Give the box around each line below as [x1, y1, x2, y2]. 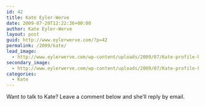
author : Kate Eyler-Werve [6, 25, 72, 32]
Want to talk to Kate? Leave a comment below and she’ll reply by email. [6, 93, 185, 101]
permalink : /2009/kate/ [6, 43, 67, 49]
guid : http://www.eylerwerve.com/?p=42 [6, 37, 108, 43]
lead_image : [6, 48, 37, 55]
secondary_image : [6, 59, 51, 65]
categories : [6, 71, 37, 77]
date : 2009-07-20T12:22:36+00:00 [6, 20, 92, 26]
